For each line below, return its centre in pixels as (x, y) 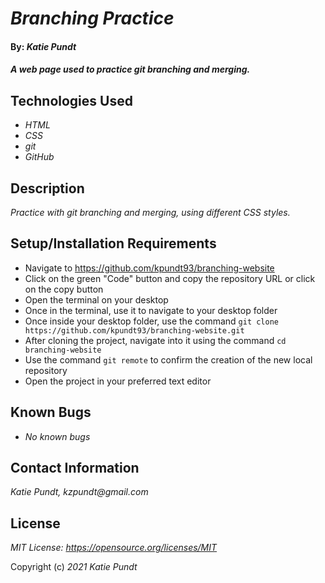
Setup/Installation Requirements (113, 243)
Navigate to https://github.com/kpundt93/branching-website (149, 268)
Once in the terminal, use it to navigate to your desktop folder (151, 310)
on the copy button (64, 289)
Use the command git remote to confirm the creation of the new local (168, 359)
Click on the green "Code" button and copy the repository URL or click (170, 278)
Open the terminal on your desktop (96, 299)
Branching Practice (92, 18)
